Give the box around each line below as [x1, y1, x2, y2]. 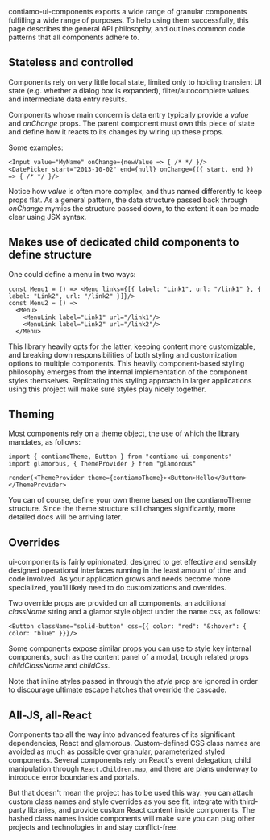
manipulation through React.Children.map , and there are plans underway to [8, 764, 258, 774]
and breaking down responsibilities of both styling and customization [8, 350, 238, 359]
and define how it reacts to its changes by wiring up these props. [8, 126, 224, 136]
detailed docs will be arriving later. [8, 512, 123, 522]
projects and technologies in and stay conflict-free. [8, 822, 179, 832]
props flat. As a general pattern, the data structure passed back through [8, 195, 247, 205]
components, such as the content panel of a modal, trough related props [8, 652, 249, 662]
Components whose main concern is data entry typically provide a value [8, 110, 249, 119]
